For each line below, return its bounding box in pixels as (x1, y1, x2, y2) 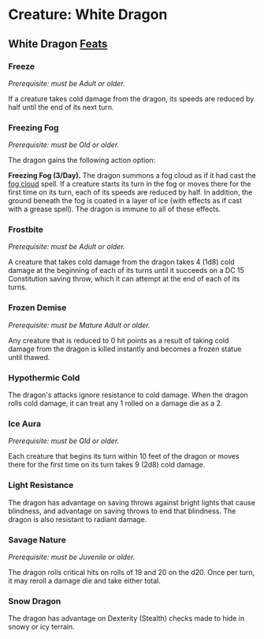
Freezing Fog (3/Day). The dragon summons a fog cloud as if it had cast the (8, 171, 256, 180)
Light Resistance (8, 480, 74, 491)
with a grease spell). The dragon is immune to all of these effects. (8, 204, 221, 214)
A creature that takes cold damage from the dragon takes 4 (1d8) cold (8, 257, 235, 267)
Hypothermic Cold (8, 372, 80, 383)
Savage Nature (8, 534, 67, 545)
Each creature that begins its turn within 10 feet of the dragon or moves (8, 452, 240, 461)
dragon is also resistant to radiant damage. (8, 514, 147, 524)
